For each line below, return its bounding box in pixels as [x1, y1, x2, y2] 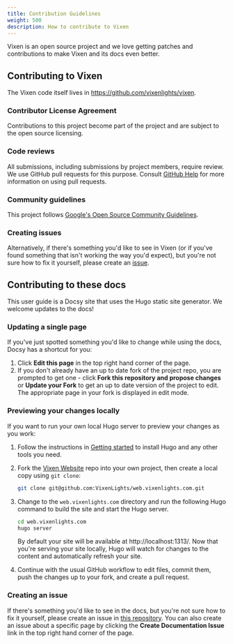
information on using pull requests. [7, 177, 107, 186]
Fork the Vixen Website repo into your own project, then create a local [17, 463, 218, 472]
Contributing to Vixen [7, 70, 103, 82]
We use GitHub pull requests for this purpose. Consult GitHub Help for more [7, 170, 225, 178]
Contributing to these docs [7, 278, 127, 290]
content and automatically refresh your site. [17, 552, 143, 560]
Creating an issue [7, 590, 68, 600]
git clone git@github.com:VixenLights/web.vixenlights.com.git [17, 484, 205, 492]
